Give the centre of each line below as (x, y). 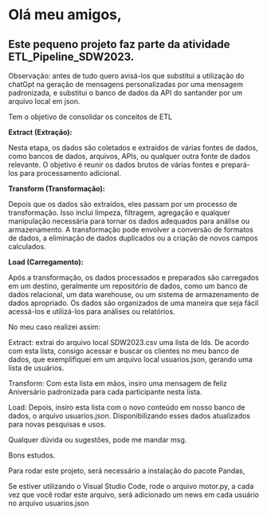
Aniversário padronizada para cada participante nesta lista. (105, 392)
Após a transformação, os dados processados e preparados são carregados (133, 278)
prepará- (236, 165)
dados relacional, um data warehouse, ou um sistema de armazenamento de (133, 294)
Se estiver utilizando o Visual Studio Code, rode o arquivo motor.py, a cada (131, 486)
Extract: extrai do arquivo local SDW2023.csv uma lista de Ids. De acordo (129, 342)
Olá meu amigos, (65, 15)
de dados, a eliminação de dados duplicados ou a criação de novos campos (133, 238)
